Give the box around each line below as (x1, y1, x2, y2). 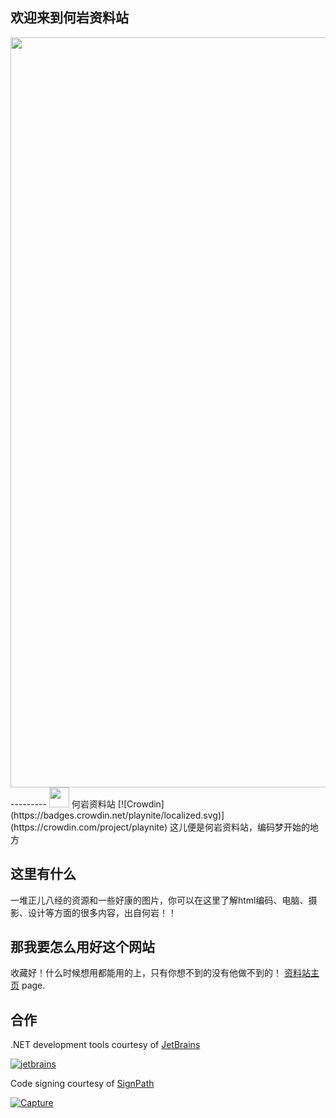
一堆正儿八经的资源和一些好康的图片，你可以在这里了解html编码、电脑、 (10, 894, 309, 906)
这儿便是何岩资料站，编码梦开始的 (169, 821, 310, 833)
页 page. (10, 979, 46, 992)
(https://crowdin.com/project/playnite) (10, 821, 168, 833)
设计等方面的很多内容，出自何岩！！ (27, 906, 177, 918)
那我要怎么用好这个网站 (10, 939, 155, 956)
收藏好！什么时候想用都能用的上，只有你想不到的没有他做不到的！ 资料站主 (10, 967, 320, 979)
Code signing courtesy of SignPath (10, 1078, 155, 1090)
